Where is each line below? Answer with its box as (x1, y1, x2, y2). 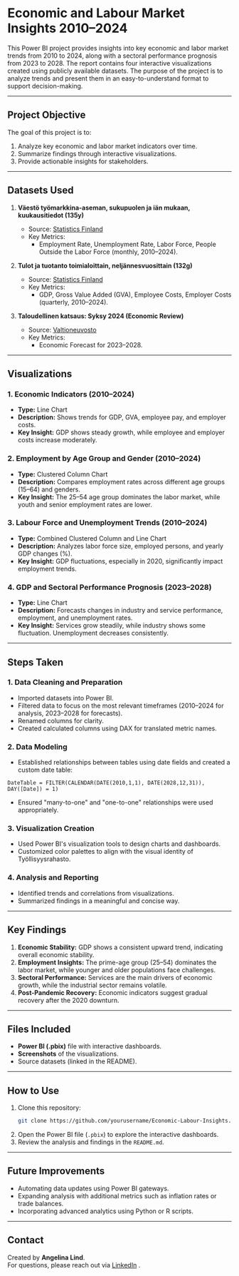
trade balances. (17, 1199, 64, 1208)
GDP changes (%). (17, 549, 73, 558)
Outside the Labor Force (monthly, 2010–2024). (38, 247, 178, 256)
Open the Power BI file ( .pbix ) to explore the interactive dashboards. (17, 1130, 219, 1139)
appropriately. (17, 806, 59, 815)
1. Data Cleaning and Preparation (7, 678, 123, 688)
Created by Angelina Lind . (7, 1253, 85, 1262)
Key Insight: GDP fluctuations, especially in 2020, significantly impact (17, 556, 223, 565)
